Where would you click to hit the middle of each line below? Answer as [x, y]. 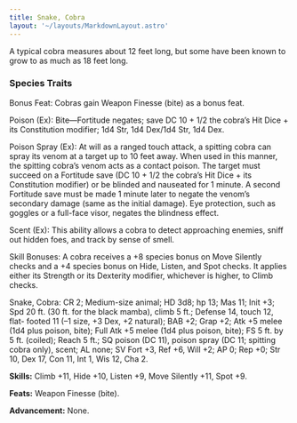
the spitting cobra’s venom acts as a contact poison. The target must [135, 165]
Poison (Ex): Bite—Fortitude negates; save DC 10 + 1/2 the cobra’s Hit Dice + [149, 120]
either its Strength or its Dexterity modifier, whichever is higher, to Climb [141, 275]
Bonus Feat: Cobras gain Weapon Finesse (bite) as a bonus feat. [127, 102]
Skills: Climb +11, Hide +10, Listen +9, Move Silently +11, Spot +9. [128, 376]
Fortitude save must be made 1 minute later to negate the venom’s [130, 194]
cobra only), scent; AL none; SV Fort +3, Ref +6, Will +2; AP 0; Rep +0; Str [145, 349]
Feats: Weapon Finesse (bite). [64, 393]
